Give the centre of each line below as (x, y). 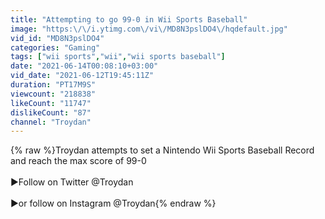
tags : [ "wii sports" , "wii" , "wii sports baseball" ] (118, 57)
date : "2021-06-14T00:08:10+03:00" (84, 66)
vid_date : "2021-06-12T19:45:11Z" (82, 76)
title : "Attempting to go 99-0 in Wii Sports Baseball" (129, 19)
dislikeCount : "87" (51, 112)
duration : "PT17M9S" (53, 85)
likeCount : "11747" (51, 103)
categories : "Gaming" (55, 47)
